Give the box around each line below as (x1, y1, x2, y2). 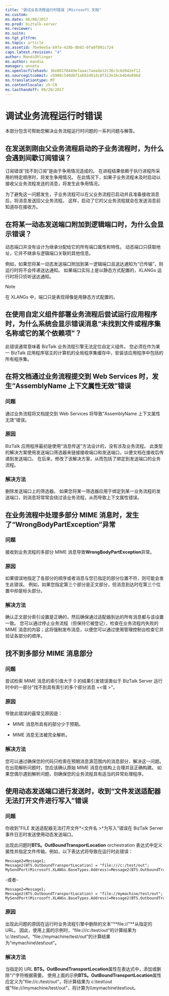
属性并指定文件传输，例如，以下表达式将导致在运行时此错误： (5, 848, 133, 855)
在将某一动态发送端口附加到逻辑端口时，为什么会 (5, 220, 157, 228)
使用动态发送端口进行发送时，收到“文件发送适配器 (5, 787, 161, 796)
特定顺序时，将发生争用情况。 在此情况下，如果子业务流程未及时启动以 (14, 174, 161, 181)
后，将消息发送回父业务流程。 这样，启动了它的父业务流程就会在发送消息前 (5, 198, 161, 204)
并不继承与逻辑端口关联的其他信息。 (18, 250, 94, 256)
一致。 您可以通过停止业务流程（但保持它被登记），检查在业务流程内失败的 (5, 620, 158, 626)
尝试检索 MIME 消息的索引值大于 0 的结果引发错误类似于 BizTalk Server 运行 (5, 678, 163, 684)
